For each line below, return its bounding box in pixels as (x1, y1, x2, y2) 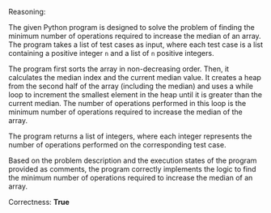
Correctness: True (8, 198, 70, 207)
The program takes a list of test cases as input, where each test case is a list (8, 40, 264, 49)
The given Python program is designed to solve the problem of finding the (8, 23, 255, 32)
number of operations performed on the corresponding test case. (8, 140, 227, 149)
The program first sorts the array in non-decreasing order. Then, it (8, 64, 229, 74)
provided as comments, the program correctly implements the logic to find (8, 164, 256, 173)
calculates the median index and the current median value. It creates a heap (8, 73, 261, 82)
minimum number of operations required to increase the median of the (8, 107, 243, 117)
